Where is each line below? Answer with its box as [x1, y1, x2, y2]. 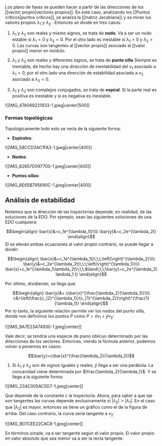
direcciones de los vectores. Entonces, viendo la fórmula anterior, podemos [5, 338, 156, 344]
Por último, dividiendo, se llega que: [5, 281, 76, 287]
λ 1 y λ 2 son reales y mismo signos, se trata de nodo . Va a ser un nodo [12, 30, 152, 37]
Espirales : [12, 135, 33, 141]
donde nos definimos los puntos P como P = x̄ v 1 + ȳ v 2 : [5, 313, 115, 320]
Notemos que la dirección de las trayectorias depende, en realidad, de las [5, 209, 152, 215]
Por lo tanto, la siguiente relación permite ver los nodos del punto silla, [5, 308, 145, 314]
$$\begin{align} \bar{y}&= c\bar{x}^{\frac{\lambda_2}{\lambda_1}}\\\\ [12, 290, 150, 296]
